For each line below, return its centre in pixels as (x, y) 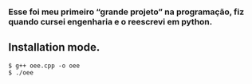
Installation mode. (54, 47)
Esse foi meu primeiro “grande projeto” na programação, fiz (126, 12)
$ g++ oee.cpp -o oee (44, 66)
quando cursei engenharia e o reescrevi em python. (110, 21)
